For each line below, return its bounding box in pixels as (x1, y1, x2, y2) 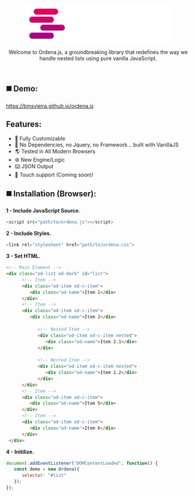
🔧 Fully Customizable (14, 135, 65, 142)
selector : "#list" (21, 473, 67, 478)
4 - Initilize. (6, 448, 34, 455)
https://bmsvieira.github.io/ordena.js (6, 102, 94, 110)
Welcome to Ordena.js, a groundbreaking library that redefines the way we (8, 49, 188, 56)
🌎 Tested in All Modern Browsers (14, 148, 95, 155)
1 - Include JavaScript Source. (6, 207, 81, 214)
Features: (6, 119, 42, 129)
